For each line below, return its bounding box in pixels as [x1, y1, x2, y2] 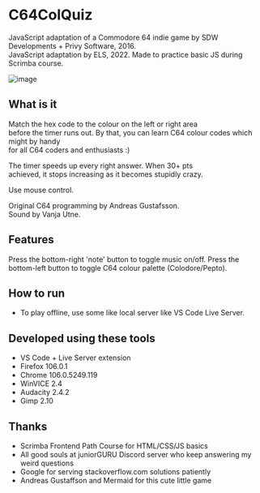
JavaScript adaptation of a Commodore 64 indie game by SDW [8, 32, 219, 42]
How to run [8, 286, 66, 300]
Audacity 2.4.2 [19, 388, 70, 397]
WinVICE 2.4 [19, 379, 63, 388]
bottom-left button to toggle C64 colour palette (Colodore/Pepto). [8, 263, 228, 272]
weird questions [19, 458, 75, 468]
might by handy [8, 136, 61, 146]
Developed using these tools [8, 331, 156, 345]
